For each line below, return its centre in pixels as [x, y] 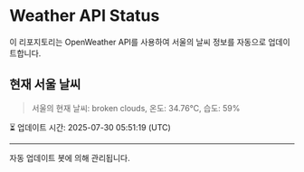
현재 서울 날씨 [45, 85]
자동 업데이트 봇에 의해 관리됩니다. [70, 158]
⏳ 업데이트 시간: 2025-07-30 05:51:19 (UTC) [90, 127]
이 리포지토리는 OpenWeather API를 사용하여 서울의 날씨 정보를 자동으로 [138, 42]
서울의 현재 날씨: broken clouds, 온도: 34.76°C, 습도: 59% [136, 108]
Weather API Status [85, 16]
